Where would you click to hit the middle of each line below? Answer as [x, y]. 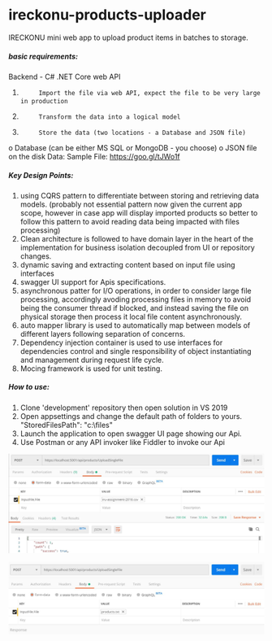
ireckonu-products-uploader [108, 15]
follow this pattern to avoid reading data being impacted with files [130, 221]
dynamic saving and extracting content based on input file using [127, 264]
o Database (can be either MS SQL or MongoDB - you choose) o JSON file [133, 147]
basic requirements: [43, 56]
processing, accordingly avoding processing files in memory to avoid [136, 299]
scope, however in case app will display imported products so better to [139, 212]
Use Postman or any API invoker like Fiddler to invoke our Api [123, 442]
